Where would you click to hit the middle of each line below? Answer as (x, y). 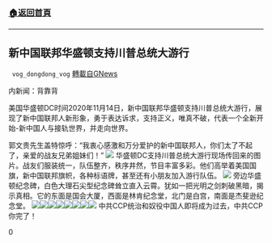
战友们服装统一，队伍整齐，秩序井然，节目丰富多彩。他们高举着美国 (136, 165)
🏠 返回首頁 (30, 12)
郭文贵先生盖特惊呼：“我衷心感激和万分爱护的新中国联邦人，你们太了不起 (131, 145)
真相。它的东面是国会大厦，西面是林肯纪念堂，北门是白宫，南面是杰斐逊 (136, 196)
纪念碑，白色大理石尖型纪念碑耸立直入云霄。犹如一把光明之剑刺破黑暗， (136, 186)
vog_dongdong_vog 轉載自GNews (65, 73)
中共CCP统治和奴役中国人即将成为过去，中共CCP (181, 206)
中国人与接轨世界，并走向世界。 (79, 128)
